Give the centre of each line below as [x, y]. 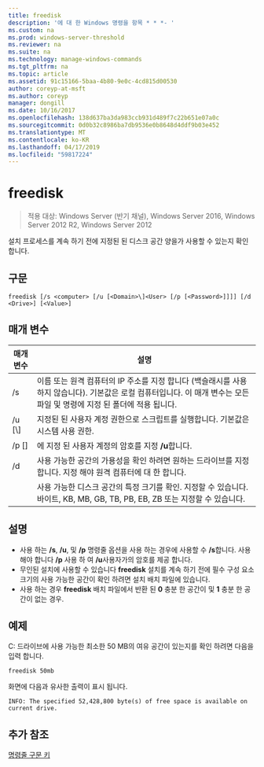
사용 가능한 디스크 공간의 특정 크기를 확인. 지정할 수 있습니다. [143, 487]
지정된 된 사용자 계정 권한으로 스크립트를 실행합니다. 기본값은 [143, 419]
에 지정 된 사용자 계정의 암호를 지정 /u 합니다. [114, 445]
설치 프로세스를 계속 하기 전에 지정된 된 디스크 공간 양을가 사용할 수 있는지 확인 [128, 242]
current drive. [33, 709]
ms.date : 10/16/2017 [42, 111]
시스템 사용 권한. [65, 431]
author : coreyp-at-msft [47, 88]
